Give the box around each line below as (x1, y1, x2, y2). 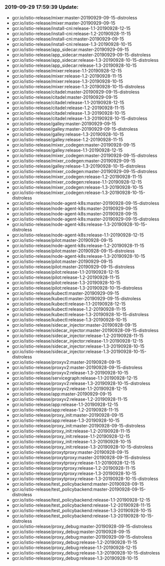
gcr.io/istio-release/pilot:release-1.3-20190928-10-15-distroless (11, 285, 143, 291)
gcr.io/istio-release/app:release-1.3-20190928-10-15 (11, 417, 120, 423)
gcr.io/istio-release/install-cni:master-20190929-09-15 (11, 36, 124, 42)
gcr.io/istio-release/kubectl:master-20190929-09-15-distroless (11, 296, 142, 302)
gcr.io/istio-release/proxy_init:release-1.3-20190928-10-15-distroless (11, 444, 153, 450)
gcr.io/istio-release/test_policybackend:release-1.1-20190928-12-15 (11, 497, 151, 503)
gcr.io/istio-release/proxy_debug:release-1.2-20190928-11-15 (11, 540, 138, 546)
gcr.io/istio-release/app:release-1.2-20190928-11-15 (11, 407, 119, 413)
